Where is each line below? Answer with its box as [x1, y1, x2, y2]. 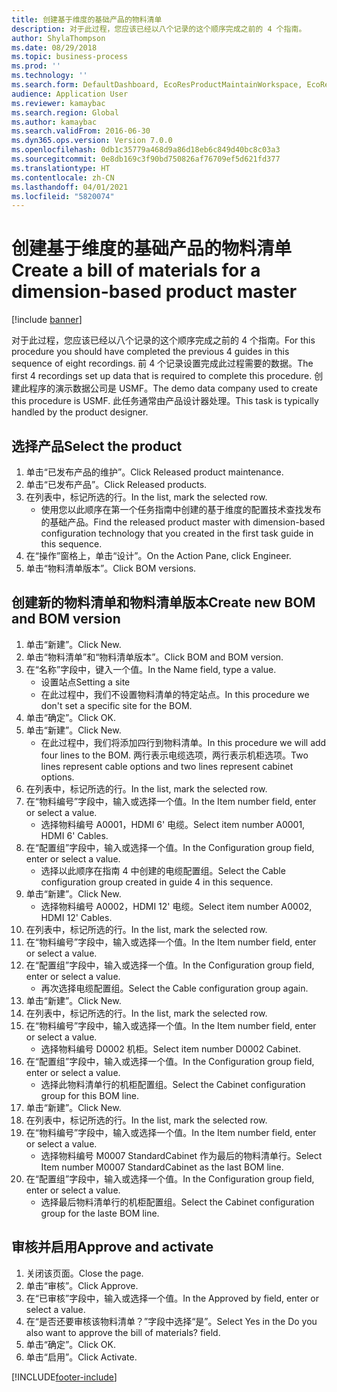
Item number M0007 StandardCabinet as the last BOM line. [40, 1161, 284, 1173]
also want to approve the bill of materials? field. [25, 1326, 221, 1338]
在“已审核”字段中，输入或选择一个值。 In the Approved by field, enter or [25, 1292, 319, 1304]
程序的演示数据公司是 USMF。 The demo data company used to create [28, 382, 318, 395]
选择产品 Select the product [11, 437, 183, 455]
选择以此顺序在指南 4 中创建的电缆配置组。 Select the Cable [40, 864, 286, 876]
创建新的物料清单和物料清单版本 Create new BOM [11, 594, 316, 611]
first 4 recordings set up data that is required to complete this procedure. [11, 370, 313, 382]
